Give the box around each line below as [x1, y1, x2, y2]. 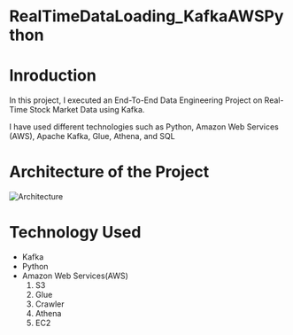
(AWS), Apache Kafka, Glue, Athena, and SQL [9, 131, 175, 142]
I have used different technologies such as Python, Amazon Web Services [9, 121, 279, 132]
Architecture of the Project [9, 162, 210, 183]
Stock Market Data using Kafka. [29, 105, 145, 115]
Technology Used [9, 222, 142, 243]
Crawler [35, 299, 65, 309]
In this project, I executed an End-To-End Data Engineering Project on [9, 95, 263, 105]
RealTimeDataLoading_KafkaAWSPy [9, 6, 284, 27]
